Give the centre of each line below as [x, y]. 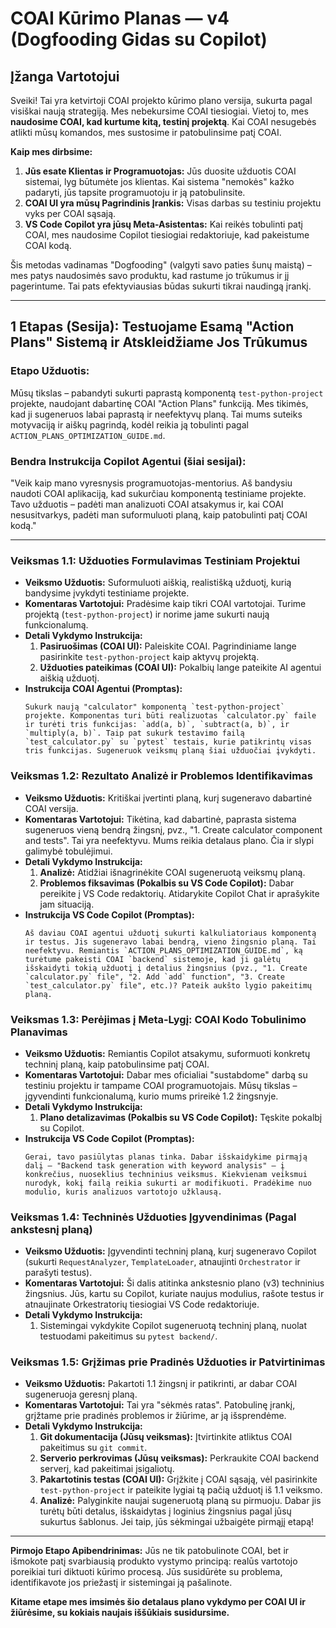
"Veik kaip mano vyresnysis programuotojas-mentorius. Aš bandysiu [151, 483]
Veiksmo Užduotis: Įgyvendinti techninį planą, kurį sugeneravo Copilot [170, 1251]
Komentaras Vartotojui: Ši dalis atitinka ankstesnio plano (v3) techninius [174, 1283]
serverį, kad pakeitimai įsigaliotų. [107, 1469]
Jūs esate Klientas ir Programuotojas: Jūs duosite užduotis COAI [160, 171]
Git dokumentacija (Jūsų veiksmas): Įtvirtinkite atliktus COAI [166, 1437]
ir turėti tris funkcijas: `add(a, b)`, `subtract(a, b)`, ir [157, 725]
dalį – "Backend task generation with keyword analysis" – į [155, 1165]
